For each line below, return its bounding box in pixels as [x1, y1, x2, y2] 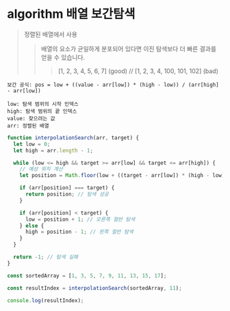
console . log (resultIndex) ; [7, 297, 84, 304]
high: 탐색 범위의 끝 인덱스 [7, 107, 77, 115]
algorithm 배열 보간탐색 [7, 6, 136, 22]
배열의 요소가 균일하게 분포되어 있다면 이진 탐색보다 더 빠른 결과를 [40, 44, 217, 53]
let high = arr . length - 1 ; [13, 147, 94, 154]
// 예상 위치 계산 [19, 165, 64, 173]
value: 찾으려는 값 [7, 115, 55, 122]
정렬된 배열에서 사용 [23, 30, 77, 38]
